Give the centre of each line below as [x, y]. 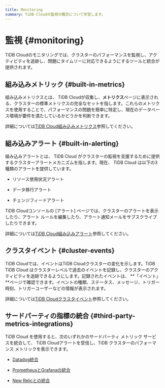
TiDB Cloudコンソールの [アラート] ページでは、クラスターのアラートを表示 [82, 211]
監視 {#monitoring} [45, 40]
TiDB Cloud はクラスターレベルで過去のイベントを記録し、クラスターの [78, 270]
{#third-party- [113, 316]
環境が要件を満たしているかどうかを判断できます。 [61, 116]
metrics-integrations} [39, 324]
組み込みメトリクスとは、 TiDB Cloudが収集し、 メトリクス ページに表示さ [80, 97]
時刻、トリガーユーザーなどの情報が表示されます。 [57, 288]
